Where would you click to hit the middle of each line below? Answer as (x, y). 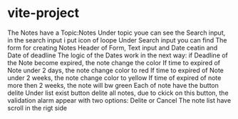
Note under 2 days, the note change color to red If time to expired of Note (116, 70)
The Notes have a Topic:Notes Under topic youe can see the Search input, (117, 33)
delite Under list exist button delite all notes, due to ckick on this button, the (118, 93)
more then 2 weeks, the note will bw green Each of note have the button (113, 85)
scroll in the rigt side (37, 108)
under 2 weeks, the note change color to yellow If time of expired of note (114, 78)
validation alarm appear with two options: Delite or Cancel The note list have (119, 100)
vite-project (43, 13)
